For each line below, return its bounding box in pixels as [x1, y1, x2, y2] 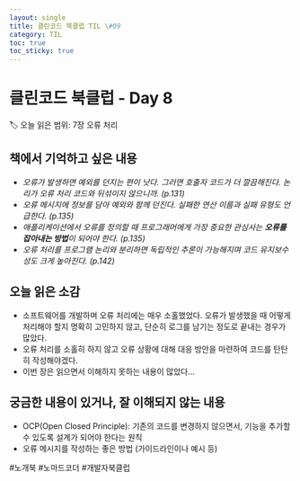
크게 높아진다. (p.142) [39, 255, 115, 266]
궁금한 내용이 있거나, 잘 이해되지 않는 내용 [9, 395, 225, 410]
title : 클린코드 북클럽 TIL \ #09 [9, 22, 121, 31]
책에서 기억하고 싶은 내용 [9, 151, 137, 166]
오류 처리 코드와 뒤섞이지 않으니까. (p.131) [39, 188, 186, 199]
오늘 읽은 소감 [9, 284, 81, 299]
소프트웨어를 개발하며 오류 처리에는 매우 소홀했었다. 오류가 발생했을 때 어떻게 [22, 309, 292, 320]
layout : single [9, 13, 66, 22]
